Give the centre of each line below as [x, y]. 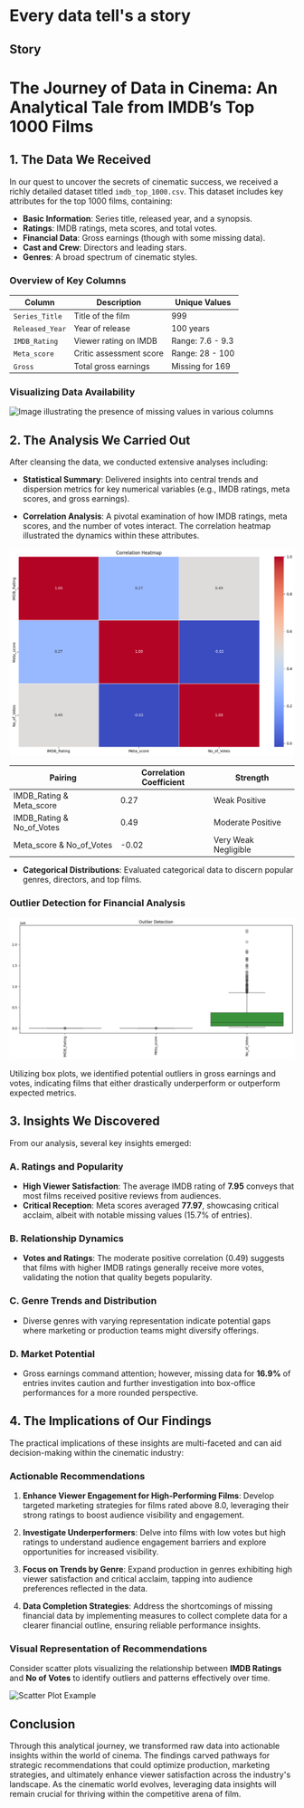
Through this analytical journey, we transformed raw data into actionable [145, 1746]
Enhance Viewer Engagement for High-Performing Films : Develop [148, 1496]
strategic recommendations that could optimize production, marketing [140, 1765]
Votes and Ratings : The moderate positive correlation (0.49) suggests [153, 1258]
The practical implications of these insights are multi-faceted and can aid [146, 1443]
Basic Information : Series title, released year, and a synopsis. [138, 218]
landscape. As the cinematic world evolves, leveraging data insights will [143, 1784]
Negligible [233, 850]
